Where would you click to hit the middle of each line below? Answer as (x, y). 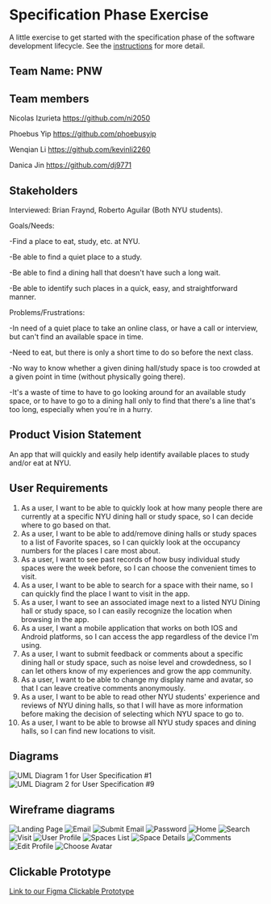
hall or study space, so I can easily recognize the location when (126, 611)
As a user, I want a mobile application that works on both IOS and (129, 628)
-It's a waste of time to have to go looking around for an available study (128, 392)
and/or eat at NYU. (40, 463)
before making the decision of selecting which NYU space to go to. (132, 713)
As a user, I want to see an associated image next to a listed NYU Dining (140, 602)
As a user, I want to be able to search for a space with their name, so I (137, 585)
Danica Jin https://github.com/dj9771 (71, 165)
